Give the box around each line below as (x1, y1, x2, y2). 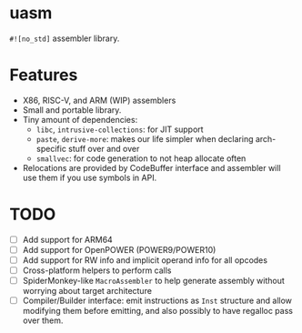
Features (9, 65, 78, 86)
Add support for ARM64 (22, 234, 114, 245)
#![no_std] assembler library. (9, 33, 120, 44)
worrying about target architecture (22, 286, 153, 297)
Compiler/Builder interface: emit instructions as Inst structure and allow (22, 295, 293, 307)
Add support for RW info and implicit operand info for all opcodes (22, 254, 268, 266)
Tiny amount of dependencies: (22, 114, 138, 125)
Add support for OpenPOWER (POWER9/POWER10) (22, 244, 216, 255)
